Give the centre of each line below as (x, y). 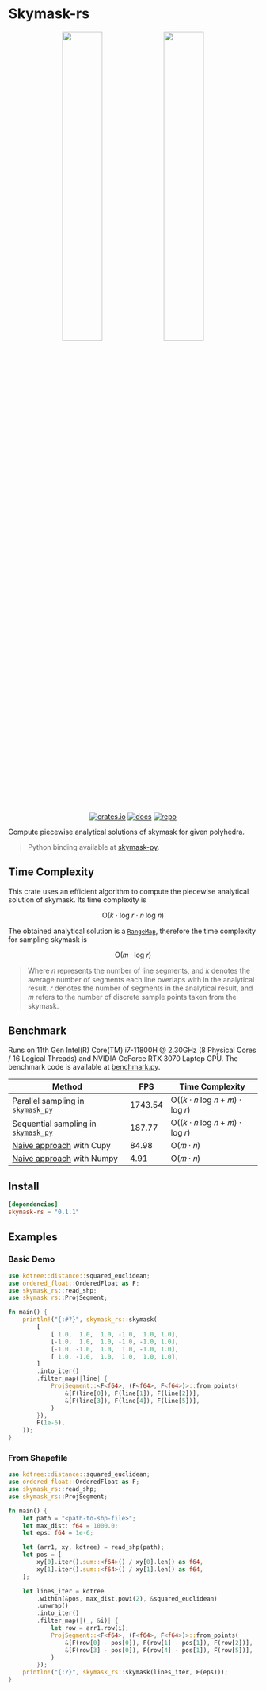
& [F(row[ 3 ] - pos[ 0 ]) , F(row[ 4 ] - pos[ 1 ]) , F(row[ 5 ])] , (159, 1650)
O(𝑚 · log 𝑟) (133, 955)
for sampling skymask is (47, 939)
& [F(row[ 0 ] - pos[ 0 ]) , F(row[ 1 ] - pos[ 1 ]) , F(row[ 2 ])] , (159, 1643)
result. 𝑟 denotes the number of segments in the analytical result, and (140, 988)
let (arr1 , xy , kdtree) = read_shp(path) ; (93, 1547)
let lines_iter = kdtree (63, 1591)
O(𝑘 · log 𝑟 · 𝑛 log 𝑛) (133, 915)
